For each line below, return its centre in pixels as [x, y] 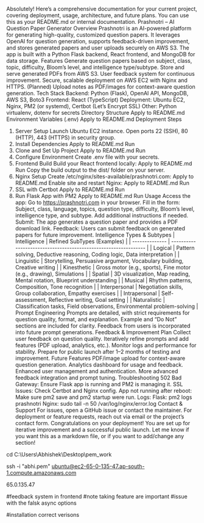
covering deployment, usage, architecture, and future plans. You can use [98, 15]
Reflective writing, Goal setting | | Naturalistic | [107, 300]
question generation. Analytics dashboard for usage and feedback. [99, 365]
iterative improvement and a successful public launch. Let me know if [102, 430]
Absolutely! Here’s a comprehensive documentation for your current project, [102, 9]
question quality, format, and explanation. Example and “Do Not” [96, 319]
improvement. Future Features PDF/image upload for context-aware [100, 358]
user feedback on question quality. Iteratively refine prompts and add [102, 339]
